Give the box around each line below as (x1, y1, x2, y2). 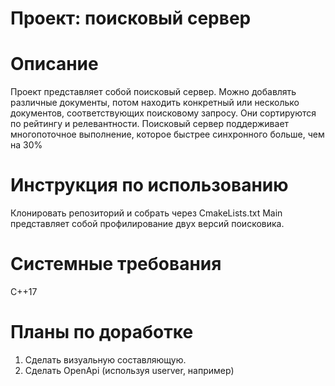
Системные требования (10, 253, 222, 276)
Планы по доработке (10, 321, 194, 344)
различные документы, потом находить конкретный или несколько (10, 97, 300, 109)
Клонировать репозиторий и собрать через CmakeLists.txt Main (10, 207, 283, 219)
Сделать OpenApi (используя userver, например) (24, 364, 235, 376)
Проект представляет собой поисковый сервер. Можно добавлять (10, 86, 297, 98)
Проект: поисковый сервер (10, 7, 252, 30)
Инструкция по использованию (10, 174, 289, 197)
